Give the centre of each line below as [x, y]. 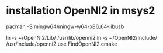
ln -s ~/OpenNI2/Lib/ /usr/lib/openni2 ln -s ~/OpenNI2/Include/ [82, 37]
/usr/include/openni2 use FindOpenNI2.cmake [62, 44]
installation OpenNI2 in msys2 [81, 11]
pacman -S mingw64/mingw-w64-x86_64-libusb [65, 26]
